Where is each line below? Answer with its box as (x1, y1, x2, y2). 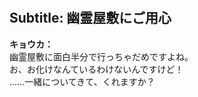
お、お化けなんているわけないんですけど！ (9, 63, 184, 75)
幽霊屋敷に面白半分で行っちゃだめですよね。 (9, 50, 194, 62)
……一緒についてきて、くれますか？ (9, 75, 156, 87)
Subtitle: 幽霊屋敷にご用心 (9, 10, 172, 27)
